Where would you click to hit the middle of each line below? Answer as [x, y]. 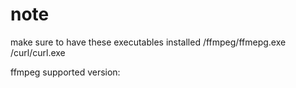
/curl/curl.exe [38, 52]
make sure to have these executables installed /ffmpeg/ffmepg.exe [148, 42]
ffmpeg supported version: [65, 72]
